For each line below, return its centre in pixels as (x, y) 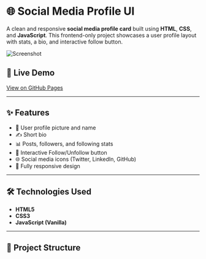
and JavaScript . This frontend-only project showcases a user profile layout (101, 35)
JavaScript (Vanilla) (41, 223)
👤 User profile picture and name (55, 128)
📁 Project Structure (44, 248)
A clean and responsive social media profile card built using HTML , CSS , (99, 28)
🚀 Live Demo (31, 73)
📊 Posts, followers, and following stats (64, 144)
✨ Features (28, 113)
